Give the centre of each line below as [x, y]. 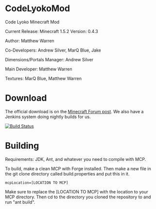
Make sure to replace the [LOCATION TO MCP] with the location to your [77, 192]
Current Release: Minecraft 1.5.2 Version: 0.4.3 [52, 31]
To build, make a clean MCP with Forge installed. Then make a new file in [78, 169]
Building [22, 146]
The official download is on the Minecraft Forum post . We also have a [74, 111]
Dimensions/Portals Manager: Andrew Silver [49, 59]
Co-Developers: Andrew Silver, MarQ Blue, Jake [53, 50]
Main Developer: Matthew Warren [39, 69]
